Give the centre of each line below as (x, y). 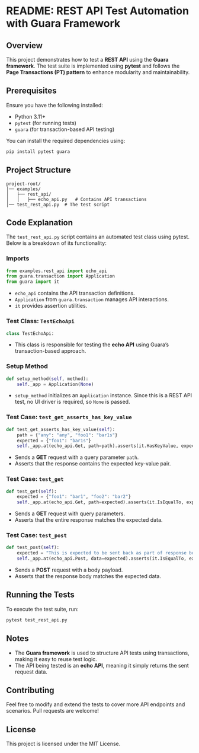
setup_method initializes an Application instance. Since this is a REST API (103, 395)
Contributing (30, 690)
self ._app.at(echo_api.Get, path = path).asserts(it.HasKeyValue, (98, 446)
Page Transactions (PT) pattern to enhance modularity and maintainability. (98, 72)
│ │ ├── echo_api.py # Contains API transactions (76, 199)
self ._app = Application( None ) (55, 384)
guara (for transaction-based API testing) (65, 129)
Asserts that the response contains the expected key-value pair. (93, 464)
